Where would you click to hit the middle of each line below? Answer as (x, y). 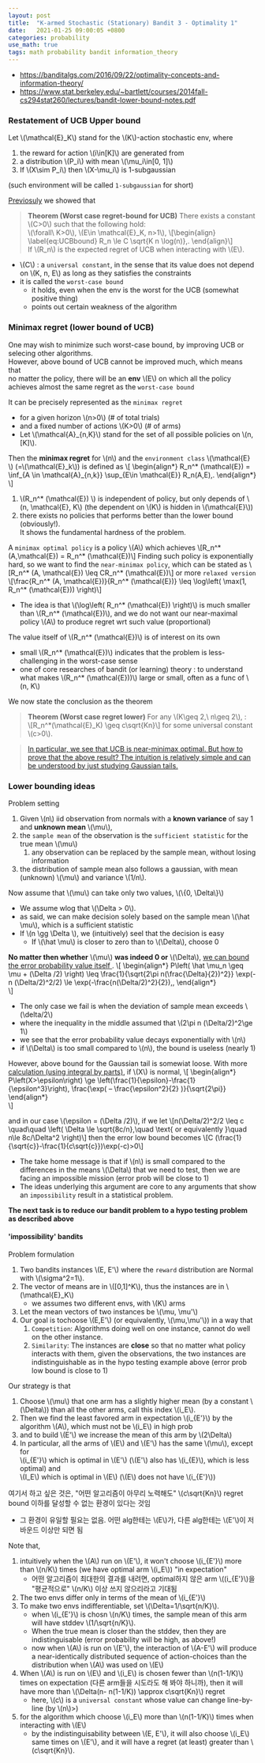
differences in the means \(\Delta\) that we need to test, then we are (130, 1170)
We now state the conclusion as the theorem (81, 701)
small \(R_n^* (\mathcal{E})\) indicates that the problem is (113, 652)
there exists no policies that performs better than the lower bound (127, 515)
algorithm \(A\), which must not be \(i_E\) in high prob (106, 1427)
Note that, (24, 1546)
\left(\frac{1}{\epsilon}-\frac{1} (146, 1080)
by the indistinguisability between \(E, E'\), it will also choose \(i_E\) (140, 1734)
